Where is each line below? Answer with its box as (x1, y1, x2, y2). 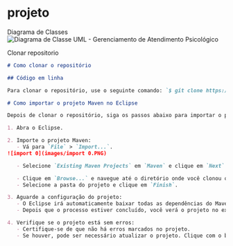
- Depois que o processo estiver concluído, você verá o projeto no (16, 207, 218, 214)
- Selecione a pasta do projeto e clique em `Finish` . (16, 182, 178, 188)
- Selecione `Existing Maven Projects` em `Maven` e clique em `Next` (16, 162, 225, 169)
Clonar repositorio (7, 49, 59, 57)
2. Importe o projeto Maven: (7, 137, 92, 144)
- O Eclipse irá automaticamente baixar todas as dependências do (16, 200, 213, 207)
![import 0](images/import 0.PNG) (7, 150, 107, 157)
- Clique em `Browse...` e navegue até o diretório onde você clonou (16, 175, 222, 182)
